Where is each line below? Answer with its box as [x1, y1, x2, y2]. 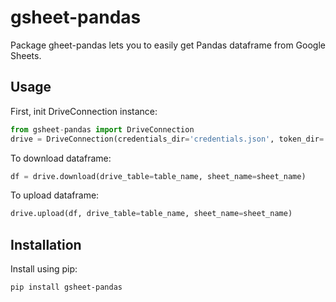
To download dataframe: [10, 152, 112, 164]
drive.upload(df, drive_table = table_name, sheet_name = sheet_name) [10, 209, 293, 219]
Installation [10, 236, 82, 253]
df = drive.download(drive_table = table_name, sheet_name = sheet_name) [10, 171, 307, 181]
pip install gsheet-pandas [10, 282, 123, 293]
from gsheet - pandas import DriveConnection [10, 124, 195, 135]
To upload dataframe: [10, 189, 100, 201]
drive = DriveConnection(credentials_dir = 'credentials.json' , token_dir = [10, 134, 325, 144]
